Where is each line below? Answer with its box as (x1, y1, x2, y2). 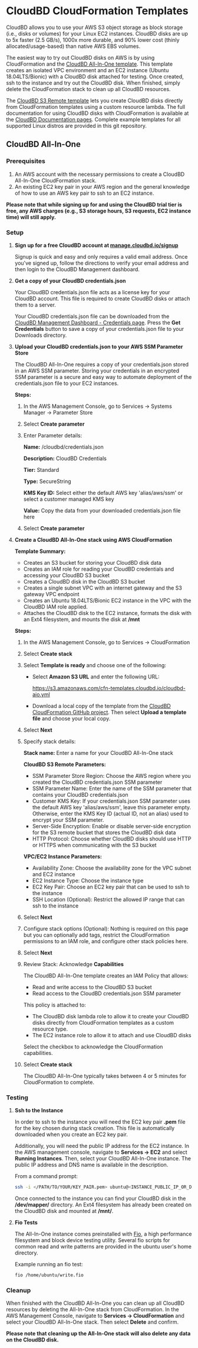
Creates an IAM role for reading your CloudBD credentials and (23, 565, 174, 572)
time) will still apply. (6, 213, 56, 220)
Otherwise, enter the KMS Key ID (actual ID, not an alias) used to (32, 810, 189, 817)
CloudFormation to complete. (23, 1079, 94, 1086)
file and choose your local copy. (32, 715, 111, 722)
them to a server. (14, 301, 56, 308)
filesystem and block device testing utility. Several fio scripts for (14, 1237, 170, 1244)
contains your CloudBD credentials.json (32, 791, 128, 798)
